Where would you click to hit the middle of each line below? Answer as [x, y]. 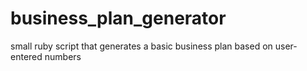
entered [26, 56]
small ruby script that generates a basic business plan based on [141, 46]
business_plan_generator [118, 18]
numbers [63, 56]
